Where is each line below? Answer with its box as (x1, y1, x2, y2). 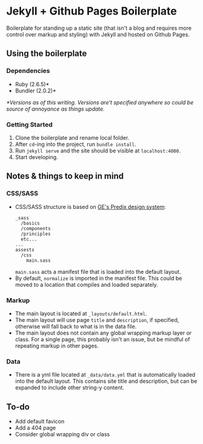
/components (21, 225, 51, 231)
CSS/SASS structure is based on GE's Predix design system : (15, 203, 166, 210)
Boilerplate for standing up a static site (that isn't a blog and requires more (6, 24, 192, 32)
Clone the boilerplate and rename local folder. (15, 134, 130, 141)
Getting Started (6, 120, 53, 129)
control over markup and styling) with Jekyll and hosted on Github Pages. (6, 30, 190, 38)
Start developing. (15, 153, 59, 160)
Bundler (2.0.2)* (15, 87, 56, 94)
